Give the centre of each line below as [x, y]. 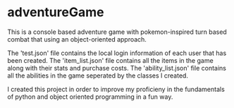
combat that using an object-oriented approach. [77, 39]
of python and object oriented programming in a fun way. [90, 97]
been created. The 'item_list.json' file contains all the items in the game [110, 60]
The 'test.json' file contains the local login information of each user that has [117, 53]
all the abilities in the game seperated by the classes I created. [98, 76]
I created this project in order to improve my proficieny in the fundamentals [116, 89]
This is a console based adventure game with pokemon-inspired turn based [117, 32]
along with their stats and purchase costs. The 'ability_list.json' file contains [117, 68]
